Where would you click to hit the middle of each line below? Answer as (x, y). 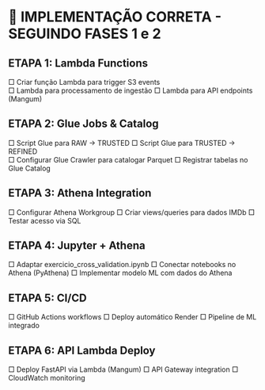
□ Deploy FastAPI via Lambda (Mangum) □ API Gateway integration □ (123, 369)
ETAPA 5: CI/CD (47, 298)
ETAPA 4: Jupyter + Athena (77, 246)
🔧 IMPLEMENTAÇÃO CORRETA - (115, 17)
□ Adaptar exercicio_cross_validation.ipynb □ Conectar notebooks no (122, 265)
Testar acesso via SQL (45, 220)
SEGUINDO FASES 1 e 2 (85, 34)
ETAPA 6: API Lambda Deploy (82, 350)
